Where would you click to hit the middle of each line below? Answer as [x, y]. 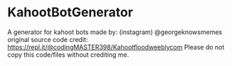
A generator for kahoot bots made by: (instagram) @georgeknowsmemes [115, 32]
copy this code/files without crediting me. [68, 55]
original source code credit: [48, 39]
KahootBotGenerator [70, 12]
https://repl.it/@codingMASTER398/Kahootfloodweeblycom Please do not [116, 47]
